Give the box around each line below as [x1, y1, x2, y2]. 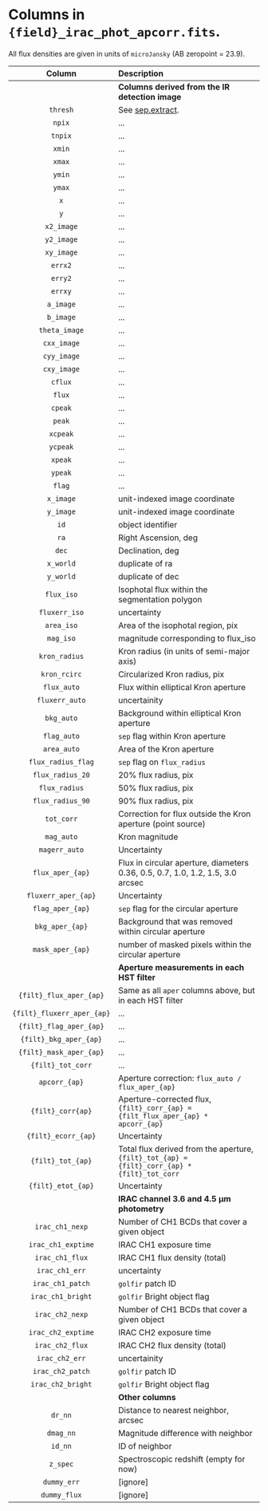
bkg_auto [45, 713, 78, 723]
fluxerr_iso [38, 608, 85, 617]
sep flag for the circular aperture [118, 903, 238, 914]
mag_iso [46, 633, 76, 643]
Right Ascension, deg [118, 532, 198, 543]
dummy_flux [41, 1490, 82, 1499]
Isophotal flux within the [118, 584, 208, 595]
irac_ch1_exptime [28, 1240, 94, 1249]
